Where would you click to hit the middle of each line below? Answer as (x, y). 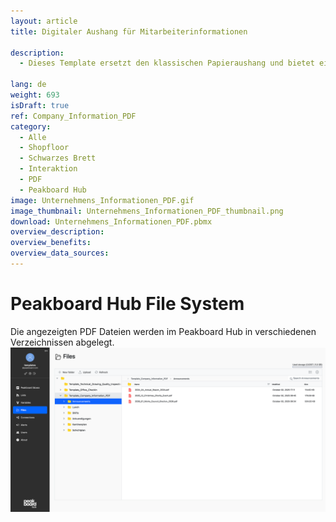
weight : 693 (35, 95)
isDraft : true (40, 105)
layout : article (44, 21)
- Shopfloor (44, 148)
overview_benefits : (51, 243)
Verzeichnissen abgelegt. (62, 342)
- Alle (33, 137)
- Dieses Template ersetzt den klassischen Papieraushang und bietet (167, 63)
